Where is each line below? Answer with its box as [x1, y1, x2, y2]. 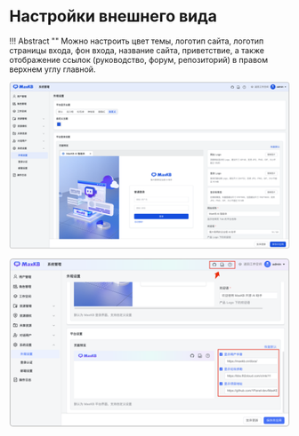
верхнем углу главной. [9, 64, 96, 75]
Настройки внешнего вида [9, 6, 218, 27]
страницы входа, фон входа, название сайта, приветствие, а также [9, 44, 265, 55]
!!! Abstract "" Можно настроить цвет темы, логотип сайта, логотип [9, 36, 264, 46]
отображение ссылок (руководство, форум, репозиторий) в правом [9, 54, 269, 65]
